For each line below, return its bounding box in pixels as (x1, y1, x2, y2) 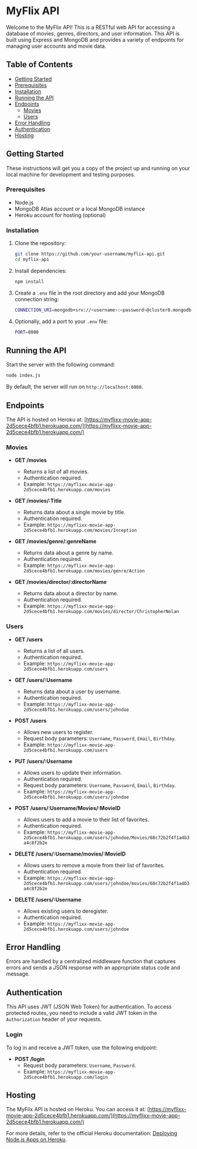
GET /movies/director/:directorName (14, 579, 107, 586)
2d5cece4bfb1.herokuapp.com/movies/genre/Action (23, 568, 145, 574)
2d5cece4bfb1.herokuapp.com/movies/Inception (23, 527, 137, 534)
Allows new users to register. (23, 728, 94, 736)
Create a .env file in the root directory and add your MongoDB (14, 289, 165, 296)
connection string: (14, 295, 59, 302)
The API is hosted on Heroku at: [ (6, 416, 86, 423)
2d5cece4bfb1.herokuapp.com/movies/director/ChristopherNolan (23, 609, 179, 615)
